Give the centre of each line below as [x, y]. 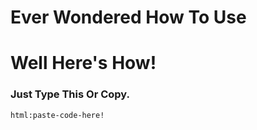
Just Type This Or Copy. [70, 94]
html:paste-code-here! [57, 115]
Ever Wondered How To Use [128, 17]
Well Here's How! [83, 63]
